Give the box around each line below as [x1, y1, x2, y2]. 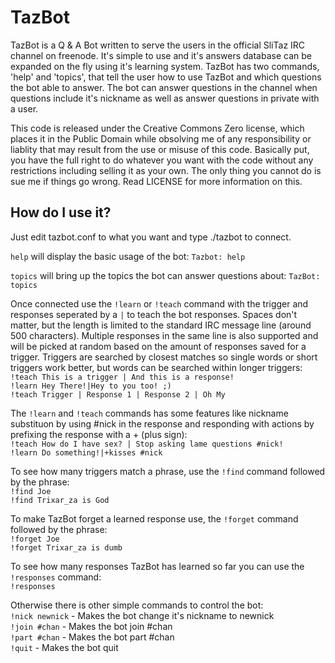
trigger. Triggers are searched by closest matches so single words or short [10, 351, 318, 363]
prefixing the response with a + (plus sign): [10, 428, 188, 440]
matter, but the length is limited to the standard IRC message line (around [10, 319, 312, 331]
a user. [10, 102, 39, 115]
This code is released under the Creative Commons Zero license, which [10, 122, 305, 134]
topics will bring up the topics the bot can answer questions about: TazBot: [10, 269, 321, 281]
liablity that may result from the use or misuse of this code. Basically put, [10, 143, 310, 155]
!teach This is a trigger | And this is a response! [10, 372, 235, 382]
